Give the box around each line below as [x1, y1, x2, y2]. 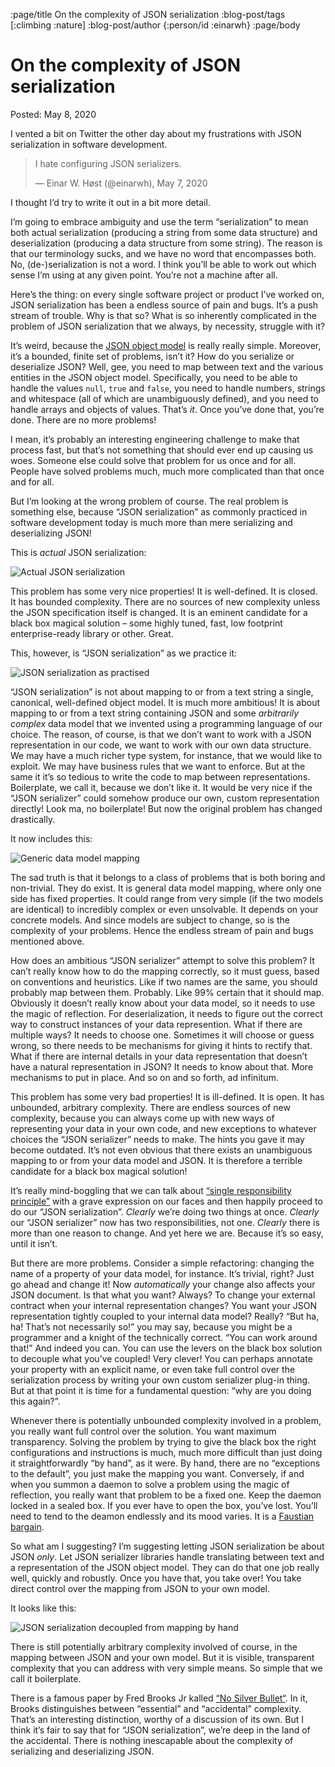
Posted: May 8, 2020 [10, 108, 97, 120]
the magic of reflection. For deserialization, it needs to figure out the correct [10, 1007, 323, 1019]
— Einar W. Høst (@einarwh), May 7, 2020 [34, 177, 208, 189]
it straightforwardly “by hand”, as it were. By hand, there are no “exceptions [10, 1457, 321, 1469]
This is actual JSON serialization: [10, 546, 147, 558]
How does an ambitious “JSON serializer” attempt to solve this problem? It [10, 954, 315, 966]
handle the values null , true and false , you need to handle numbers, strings [10, 382, 326, 394]
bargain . [10, 1520, 45, 1533]
